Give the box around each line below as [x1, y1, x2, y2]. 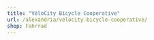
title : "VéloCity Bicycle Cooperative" [7, 9, 121, 17]
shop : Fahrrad [7, 22, 48, 29]
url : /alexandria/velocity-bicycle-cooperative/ [7, 16, 148, 23]
